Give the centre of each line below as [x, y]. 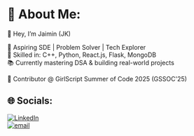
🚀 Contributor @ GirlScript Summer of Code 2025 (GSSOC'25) [97, 79]
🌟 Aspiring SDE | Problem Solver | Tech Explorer [77, 47]
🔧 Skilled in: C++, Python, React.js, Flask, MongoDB [82, 55]
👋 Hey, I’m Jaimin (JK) [39, 34]
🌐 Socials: [30, 101]
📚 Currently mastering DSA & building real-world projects [91, 62]
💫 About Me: [44, 14]
